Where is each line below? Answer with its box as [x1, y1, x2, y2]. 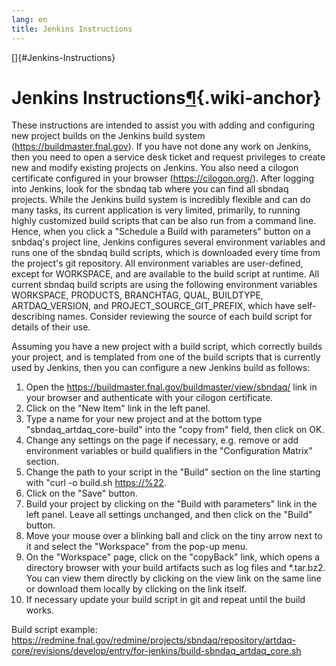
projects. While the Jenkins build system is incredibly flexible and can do [11, 194, 311, 206]
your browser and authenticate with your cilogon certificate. [25, 392, 274, 404]
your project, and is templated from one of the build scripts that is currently [11, 351, 321, 363]
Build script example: [11, 624, 98, 636]
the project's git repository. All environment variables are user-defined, [11, 257, 304, 270]
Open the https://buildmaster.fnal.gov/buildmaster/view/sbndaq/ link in [25, 381, 318, 393]
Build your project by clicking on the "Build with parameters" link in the [25, 498, 318, 510]
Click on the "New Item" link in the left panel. [25, 402, 211, 415]
